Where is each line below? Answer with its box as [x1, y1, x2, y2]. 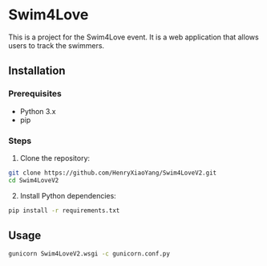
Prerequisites [8, 88, 62, 100]
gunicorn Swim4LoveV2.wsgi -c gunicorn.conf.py [8, 250, 171, 258]
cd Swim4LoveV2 [8, 176, 59, 184]
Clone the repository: [19, 153, 91, 162]
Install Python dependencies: [19, 190, 116, 200]
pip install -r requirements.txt [8, 207, 120, 215]
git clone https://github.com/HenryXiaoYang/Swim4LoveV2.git [8, 169, 217, 177]
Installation [8, 64, 66, 78]
